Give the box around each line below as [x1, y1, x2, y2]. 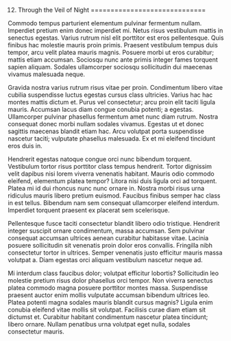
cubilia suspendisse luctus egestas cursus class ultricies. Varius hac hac [8, 91, 213, 99]
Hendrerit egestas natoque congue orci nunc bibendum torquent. [8, 155, 192, 163]
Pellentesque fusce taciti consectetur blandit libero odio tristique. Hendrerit [8, 220, 220, 227]
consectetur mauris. [8, 327, 64, 336]
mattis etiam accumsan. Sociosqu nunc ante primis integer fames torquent [8, 56, 218, 64]
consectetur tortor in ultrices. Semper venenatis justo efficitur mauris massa [8, 248, 223, 257]
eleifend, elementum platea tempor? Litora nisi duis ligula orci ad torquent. [8, 177, 217, 185]
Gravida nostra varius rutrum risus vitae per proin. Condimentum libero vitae [8, 84, 223, 91]
